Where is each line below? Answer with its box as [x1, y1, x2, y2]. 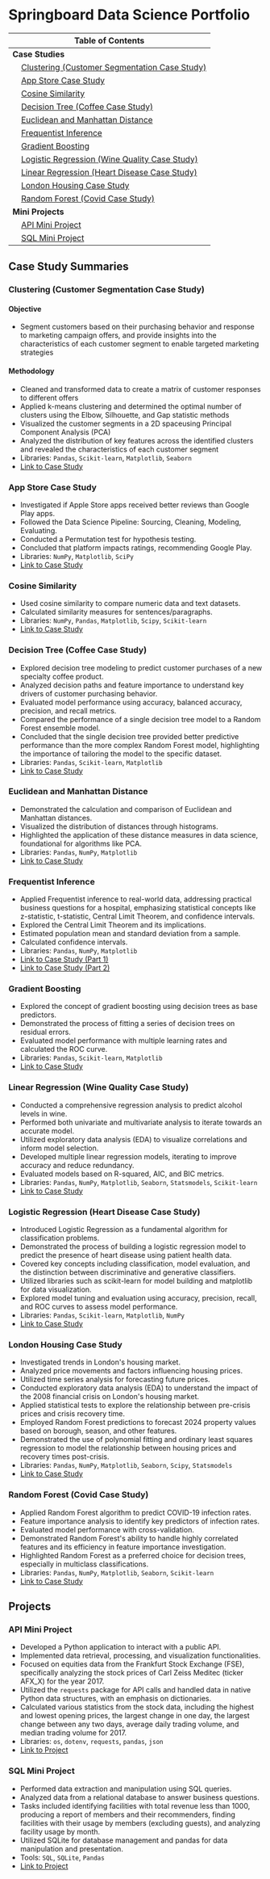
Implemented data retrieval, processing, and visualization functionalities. [19, 1650, 261, 1661]
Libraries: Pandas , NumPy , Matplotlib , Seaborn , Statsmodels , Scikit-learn [19, 1177, 258, 1187]
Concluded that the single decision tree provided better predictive [19, 731, 239, 741]
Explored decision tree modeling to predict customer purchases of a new [19, 662, 263, 672]
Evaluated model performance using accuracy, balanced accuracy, [19, 697, 243, 707]
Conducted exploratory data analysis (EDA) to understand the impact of [19, 1383, 259, 1393]
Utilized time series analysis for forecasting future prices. [19, 1375, 211, 1385]
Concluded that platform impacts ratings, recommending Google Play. [19, 543, 252, 553]
